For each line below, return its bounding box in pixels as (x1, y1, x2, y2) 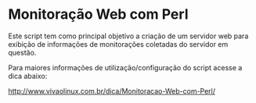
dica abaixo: (8, 71, 48, 80)
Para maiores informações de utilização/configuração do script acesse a (8, 62, 243, 72)
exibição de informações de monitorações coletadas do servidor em (8, 39, 229, 48)
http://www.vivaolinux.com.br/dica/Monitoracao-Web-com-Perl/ (8, 86, 216, 95)
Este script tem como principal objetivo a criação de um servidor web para (8, 31, 249, 41)
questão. (8, 48, 37, 57)
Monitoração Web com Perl (8, 5, 189, 23)
